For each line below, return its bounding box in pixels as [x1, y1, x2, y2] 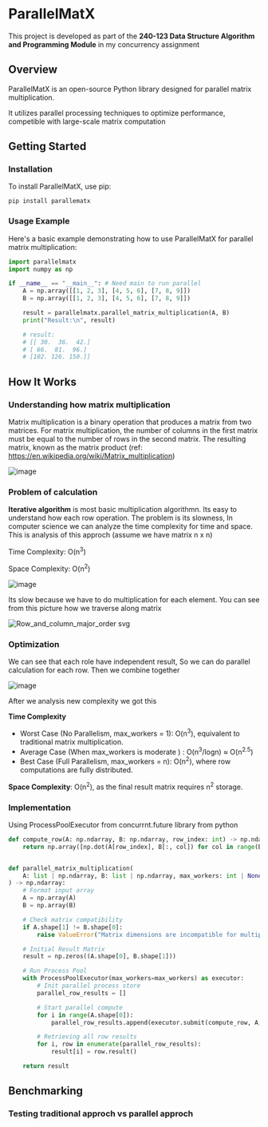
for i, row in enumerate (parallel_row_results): [37, 1040, 202, 1049]
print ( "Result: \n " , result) [22, 316, 116, 324]
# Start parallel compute [37, 1003, 124, 1011]
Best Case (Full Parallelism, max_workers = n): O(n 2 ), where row [19, 756, 231, 766]
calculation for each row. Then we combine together [8, 665, 180, 675]
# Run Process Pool [22, 967, 88, 975]
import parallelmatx [8, 257, 77, 266]
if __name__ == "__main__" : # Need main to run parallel [8, 280, 202, 288]
